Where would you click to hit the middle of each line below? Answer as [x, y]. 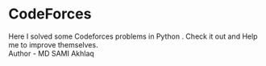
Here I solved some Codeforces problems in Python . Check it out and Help [133, 36]
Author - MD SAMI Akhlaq [51, 53]
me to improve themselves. [53, 44]
